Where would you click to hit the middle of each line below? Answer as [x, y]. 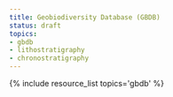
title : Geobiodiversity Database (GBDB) [85, 17]
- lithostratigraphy [47, 50]
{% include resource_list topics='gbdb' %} [87, 83]
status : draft [35, 26]
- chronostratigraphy [49, 58]
